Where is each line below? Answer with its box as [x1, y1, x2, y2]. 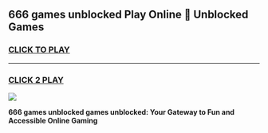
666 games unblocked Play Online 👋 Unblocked [8, 8, 249, 22]
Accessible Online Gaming [8, 115, 98, 125]
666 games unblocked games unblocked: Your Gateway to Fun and [8, 107, 235, 116]
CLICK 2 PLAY [8, 74, 64, 85]
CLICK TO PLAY [8, 45, 70, 56]
